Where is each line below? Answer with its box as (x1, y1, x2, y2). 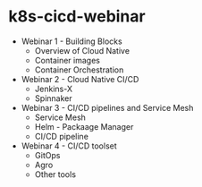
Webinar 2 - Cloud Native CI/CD (21, 73, 139, 84)
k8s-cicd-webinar (8, 6, 146, 27)
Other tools (34, 168, 77, 180)
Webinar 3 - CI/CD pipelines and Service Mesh (21, 102, 194, 113)
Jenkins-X (34, 83, 73, 94)
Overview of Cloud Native (34, 45, 130, 55)
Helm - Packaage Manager (34, 121, 134, 132)
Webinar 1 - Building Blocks (21, 36, 122, 47)
